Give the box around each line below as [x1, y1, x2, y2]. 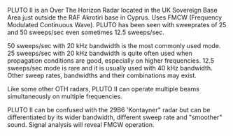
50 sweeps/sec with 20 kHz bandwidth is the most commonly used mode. [7, 42, 221, 50]
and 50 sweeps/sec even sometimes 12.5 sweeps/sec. [7, 28, 164, 36]
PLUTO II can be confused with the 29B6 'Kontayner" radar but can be [7, 106, 211, 114]
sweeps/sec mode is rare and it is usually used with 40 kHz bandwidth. [7, 64, 213, 72]
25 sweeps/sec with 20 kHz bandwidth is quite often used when [7, 49, 192, 57]
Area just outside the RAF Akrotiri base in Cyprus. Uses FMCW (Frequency [7, 13, 223, 22]
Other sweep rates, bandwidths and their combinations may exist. [7, 71, 197, 80]
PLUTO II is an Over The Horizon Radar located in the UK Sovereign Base [7, 6, 218, 14]
